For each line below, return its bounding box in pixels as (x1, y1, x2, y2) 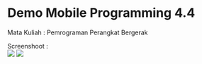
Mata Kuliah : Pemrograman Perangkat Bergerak (7, 28, 148, 37)
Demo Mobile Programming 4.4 (7, 5, 196, 21)
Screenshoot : (7, 41, 48, 50)
